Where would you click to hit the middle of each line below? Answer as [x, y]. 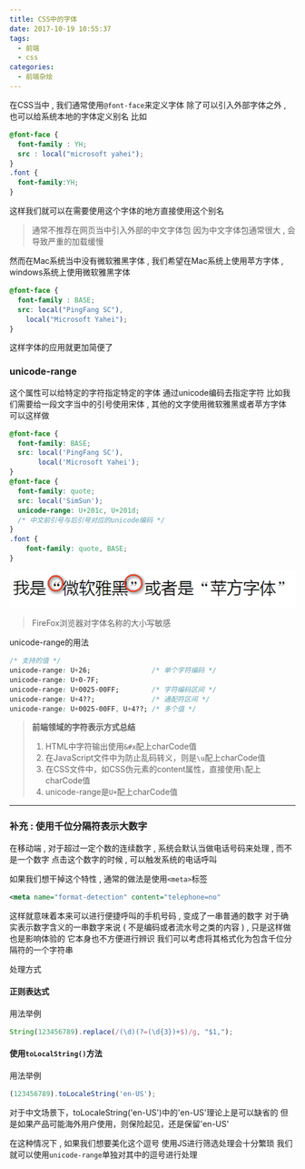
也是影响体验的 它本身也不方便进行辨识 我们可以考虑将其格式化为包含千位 [147, 938]
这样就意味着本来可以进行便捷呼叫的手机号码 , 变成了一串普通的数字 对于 [145, 915]
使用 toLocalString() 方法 [56, 1053]
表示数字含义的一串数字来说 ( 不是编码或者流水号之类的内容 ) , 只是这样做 [154, 927]
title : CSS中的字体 [44, 19]
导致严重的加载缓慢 [68, 242]
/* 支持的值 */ [35, 661]
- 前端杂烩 [35, 77]
